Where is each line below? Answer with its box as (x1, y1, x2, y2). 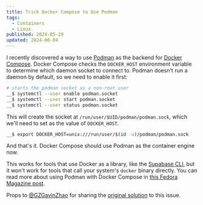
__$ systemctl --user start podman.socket (6, 96, 115, 102)
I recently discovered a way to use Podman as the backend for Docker (6, 54, 182, 61)
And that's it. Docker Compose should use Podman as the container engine (6, 142, 195, 150)
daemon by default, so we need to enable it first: (6, 74, 128, 80)
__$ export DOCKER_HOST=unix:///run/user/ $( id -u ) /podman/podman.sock (6, 131, 189, 137)
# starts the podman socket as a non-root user (6, 85, 129, 91)
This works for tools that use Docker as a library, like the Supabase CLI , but (6, 161, 195, 168)
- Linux (12, 26, 32, 32)
